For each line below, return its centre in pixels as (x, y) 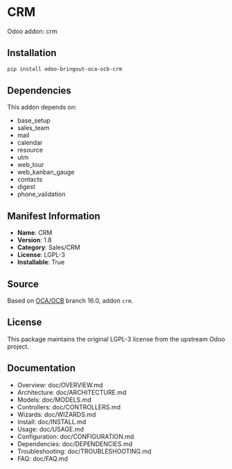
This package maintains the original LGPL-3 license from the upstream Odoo (116, 339)
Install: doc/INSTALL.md (52, 422)
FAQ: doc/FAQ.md (42, 459)
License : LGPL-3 (41, 255)
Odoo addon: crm (32, 31)
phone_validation (41, 194)
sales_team (33, 128)
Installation (32, 53)
